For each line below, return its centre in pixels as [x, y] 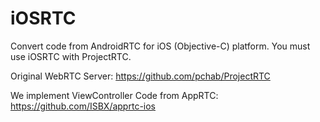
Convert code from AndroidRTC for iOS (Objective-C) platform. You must [160, 46]
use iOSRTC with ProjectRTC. [71, 56]
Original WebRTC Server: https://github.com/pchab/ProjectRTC [140, 76]
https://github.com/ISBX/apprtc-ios [83, 106]
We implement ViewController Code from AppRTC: [114, 95]
